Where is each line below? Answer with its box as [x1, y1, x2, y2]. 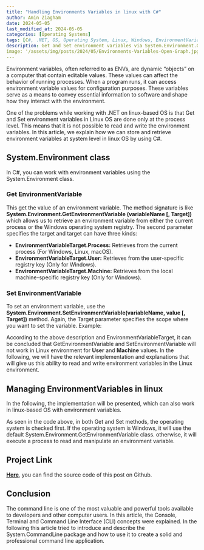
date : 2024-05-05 [6, 20, 50, 26]
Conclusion [6, 489, 51, 499]
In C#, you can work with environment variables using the [6, 168, 151, 176]
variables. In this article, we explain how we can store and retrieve [6, 128, 171, 135]
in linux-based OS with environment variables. [6, 406, 121, 413]
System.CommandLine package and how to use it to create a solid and [6, 531, 183, 538]
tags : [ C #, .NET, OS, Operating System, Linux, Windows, [6, 37, 154, 43]
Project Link [6, 455, 53, 465]
